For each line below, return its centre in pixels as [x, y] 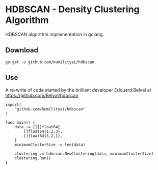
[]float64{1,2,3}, [43, 131]
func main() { [20, 122]
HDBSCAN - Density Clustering [72, 9]
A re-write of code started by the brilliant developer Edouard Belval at [78, 90]
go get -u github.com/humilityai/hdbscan [50, 62]
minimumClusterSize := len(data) [50, 145]
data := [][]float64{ [37, 127]
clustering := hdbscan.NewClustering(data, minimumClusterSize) [84, 154]
